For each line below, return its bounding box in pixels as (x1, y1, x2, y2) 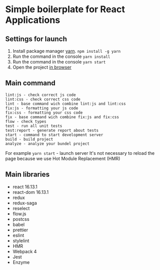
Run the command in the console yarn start (12, 59, 106, 64)
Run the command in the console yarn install (12, 53, 111, 59)
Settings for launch (5, 35, 67, 43)
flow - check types (5, 119, 47, 124)
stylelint (12, 238, 29, 244)
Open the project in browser (12, 64, 72, 70)
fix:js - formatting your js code (5, 106, 79, 111)
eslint (12, 232, 24, 238)
